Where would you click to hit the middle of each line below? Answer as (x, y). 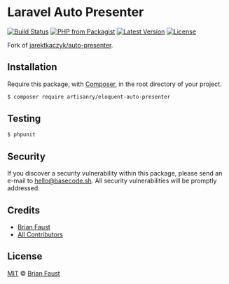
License (25, 256)
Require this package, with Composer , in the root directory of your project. (114, 84)
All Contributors (40, 234)
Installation (32, 67)
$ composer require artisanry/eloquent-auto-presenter (89, 97)
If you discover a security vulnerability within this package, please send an (115, 173)
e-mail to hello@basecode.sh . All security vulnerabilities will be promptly (112, 181)
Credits (24, 210)
